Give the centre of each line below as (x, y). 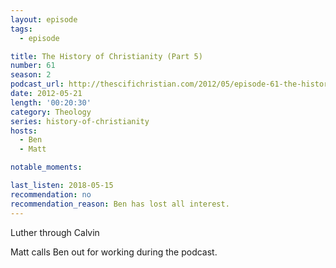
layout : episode (44, 19)
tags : (21, 29)
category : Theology (51, 112)
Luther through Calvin (55, 232)
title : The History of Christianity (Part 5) (106, 56)
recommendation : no (51, 194)
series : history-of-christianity (80, 121)
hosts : (24, 131)
